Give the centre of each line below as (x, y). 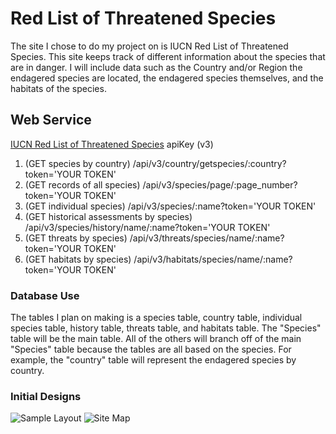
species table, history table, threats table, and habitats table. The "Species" (166, 328)
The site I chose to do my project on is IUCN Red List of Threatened (149, 46)
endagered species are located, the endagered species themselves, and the (167, 78)
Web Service (51, 120)
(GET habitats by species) (78, 259)
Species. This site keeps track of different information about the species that (168, 56)
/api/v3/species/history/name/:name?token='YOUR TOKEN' (147, 227)
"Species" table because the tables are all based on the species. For (151, 349)
